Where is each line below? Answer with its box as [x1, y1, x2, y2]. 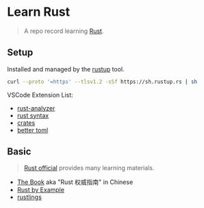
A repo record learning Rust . [23, 27, 104, 35]
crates [16, 118, 36, 127]
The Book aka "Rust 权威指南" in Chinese [16, 178, 133, 186]
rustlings [16, 193, 42, 201]
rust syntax [16, 111, 49, 119]
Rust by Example [16, 186, 65, 194]
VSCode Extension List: [7, 91, 73, 99]
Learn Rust [7, 4, 71, 20]
